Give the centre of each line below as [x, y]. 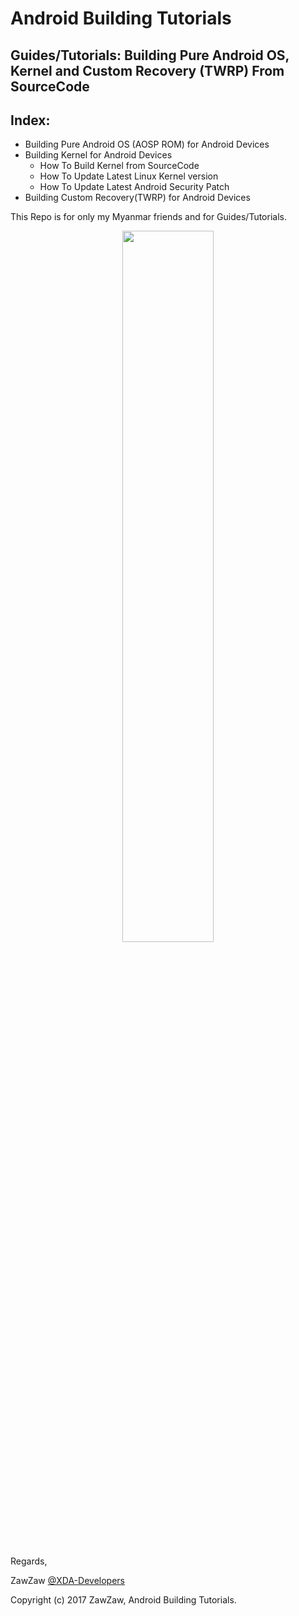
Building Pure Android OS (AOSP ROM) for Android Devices [147, 144]
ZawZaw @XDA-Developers [67, 1581]
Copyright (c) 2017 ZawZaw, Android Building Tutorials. [123, 1600]
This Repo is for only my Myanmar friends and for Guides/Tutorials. [148, 217]
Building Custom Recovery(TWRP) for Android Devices [137, 198]
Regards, [29, 1561]
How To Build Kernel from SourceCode [119, 166]
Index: [30, 120]
